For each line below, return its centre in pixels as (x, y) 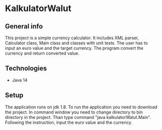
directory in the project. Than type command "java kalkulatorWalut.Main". (78, 117)
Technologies (26, 68)
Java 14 (20, 80)
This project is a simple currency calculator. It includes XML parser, (72, 38)
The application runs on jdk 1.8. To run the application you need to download (81, 107)
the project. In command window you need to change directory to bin (74, 112)
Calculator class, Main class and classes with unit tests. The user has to (76, 43)
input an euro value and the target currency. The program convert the (74, 48)
